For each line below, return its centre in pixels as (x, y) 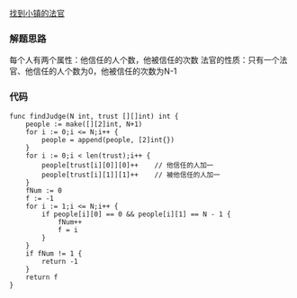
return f (42, 277)
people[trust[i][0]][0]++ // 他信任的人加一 (128, 165)
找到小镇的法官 (37, 13)
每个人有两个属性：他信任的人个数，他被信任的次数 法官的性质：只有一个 (144, 60)
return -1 (60, 261)
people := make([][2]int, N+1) (84, 124)
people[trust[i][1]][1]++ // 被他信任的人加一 (131, 175)
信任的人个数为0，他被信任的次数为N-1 (105, 71)
